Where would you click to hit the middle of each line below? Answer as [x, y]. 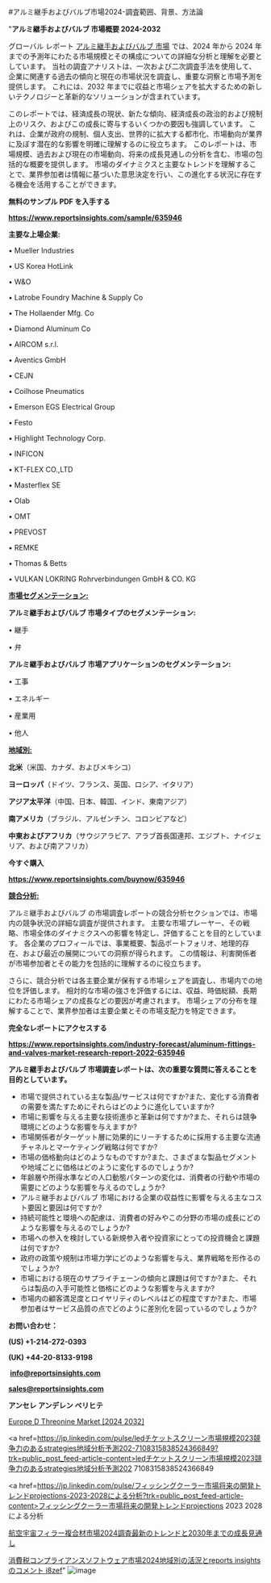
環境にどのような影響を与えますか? [78, 1127]
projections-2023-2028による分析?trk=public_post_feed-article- [137, 1495]
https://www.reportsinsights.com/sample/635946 [96, 218]
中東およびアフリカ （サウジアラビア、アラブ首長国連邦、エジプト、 [121, 835]
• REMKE [23, 548]
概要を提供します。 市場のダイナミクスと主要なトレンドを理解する [140, 164]
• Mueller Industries [42, 250]
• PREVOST [28, 532]
